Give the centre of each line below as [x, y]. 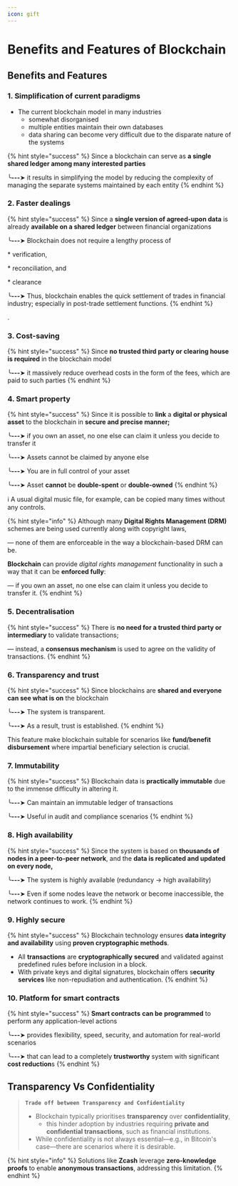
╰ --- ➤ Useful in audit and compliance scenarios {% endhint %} [100, 816]
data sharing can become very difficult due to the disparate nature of [130, 134]
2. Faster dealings [39, 203]
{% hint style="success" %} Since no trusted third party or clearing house [118, 352]
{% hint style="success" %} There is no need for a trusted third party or [115, 627]
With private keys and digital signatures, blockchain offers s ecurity [116, 972]
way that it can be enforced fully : [57, 572]
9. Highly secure [36, 919]
